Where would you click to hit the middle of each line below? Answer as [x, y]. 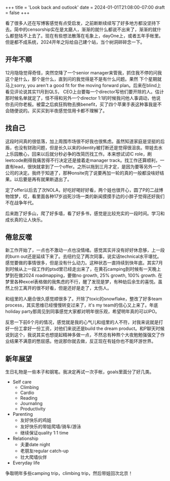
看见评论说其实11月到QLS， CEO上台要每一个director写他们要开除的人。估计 [85, 92]
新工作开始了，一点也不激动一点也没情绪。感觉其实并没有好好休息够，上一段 [85, 250]
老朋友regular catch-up [45, 451]
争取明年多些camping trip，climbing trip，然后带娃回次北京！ [69, 473]
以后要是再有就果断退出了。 [43, 179]
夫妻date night [35, 445]
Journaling [31, 404]
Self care [22, 382]
